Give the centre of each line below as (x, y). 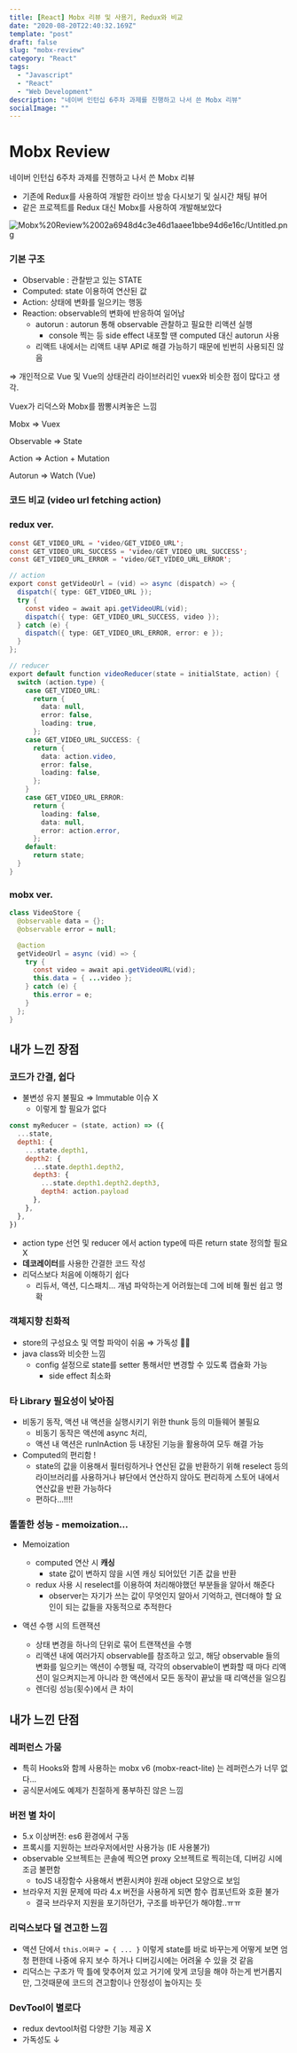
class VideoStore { (45, 913)
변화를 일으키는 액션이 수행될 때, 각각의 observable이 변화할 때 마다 (152, 1667)
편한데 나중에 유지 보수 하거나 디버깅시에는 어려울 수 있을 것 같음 (143, 1960)
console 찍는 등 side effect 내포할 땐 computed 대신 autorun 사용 (164, 336)
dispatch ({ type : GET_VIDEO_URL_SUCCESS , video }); (122, 617)
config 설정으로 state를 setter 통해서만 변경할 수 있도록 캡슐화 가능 (151, 1364)
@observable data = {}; (61, 921)
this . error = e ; (63, 995)
